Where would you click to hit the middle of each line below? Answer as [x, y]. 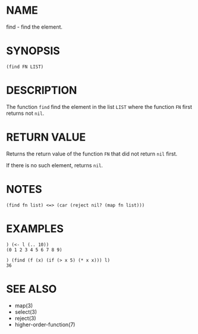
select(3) [26, 312]
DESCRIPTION [42, 90]
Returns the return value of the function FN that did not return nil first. [92, 154]
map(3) [24, 305]
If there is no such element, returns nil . [54, 165]
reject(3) [25, 318]
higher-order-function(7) [45, 324]
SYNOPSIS [33, 51]
